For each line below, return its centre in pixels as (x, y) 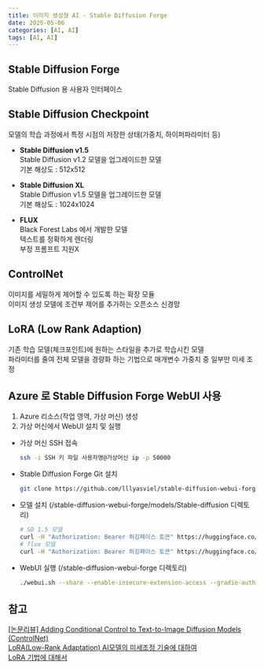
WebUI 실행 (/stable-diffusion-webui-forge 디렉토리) (103, 567)
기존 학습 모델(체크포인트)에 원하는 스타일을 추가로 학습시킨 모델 (106, 349)
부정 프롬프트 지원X (49, 249)
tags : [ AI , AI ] (33, 37)
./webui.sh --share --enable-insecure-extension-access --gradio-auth (137, 582)
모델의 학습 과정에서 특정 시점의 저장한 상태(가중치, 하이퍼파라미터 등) (115, 134)
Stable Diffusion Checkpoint (79, 115)
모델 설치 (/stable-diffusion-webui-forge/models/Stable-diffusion (124, 505)
